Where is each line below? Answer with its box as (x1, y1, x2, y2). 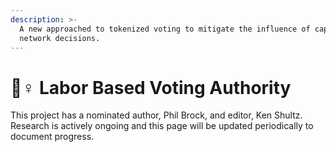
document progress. (10, 131, 95, 143)
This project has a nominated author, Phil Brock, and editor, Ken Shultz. (10, 109, 303, 121)
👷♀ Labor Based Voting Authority (10, 76, 292, 99)
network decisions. (19, 33, 101, 43)
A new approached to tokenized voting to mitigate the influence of (19, 24, 311, 34)
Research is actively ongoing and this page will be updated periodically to (10, 120, 314, 132)
